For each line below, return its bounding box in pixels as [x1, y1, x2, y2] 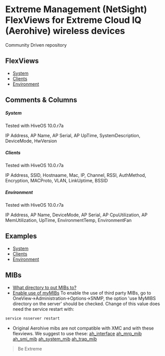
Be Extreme [17, 345, 42, 351]
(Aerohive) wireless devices [5, 25, 126, 37]
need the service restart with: [12, 306, 74, 312]
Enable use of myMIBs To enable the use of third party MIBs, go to [12, 289, 151, 296]
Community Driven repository [5, 42, 67, 48]
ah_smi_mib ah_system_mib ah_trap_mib [12, 336, 97, 342]
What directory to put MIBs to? [12, 284, 77, 290]
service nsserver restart [5, 316, 60, 321]
